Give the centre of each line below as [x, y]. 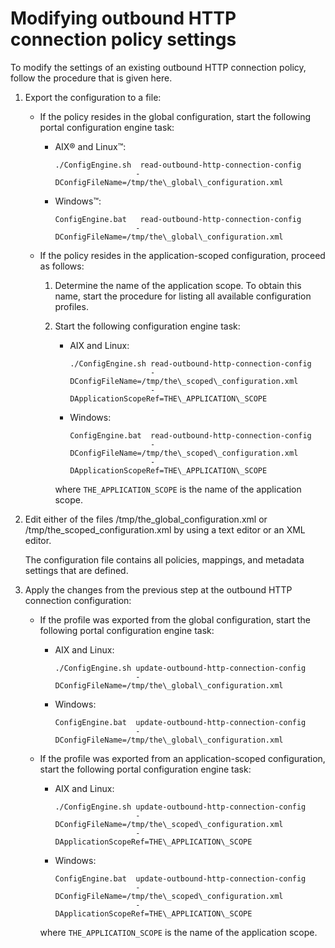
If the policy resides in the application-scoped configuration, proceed [182, 255]
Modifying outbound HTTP [123, 18]
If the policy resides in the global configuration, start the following [175, 116]
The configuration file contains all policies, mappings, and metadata [164, 559]
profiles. [71, 306]
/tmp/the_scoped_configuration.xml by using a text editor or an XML [165, 529]
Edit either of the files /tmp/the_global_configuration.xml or [146, 519]
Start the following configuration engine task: [147, 326]
